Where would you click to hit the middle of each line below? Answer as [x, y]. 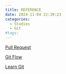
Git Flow [14, 57]
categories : [17, 19]
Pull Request [18, 47]
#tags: [12, 33]
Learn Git [15, 66]
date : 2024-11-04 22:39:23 [33, 14]
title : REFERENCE [23, 10]
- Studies [20, 24]
